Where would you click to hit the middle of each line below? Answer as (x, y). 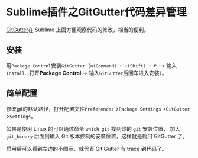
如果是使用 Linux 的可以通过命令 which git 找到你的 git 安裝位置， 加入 (93, 128)
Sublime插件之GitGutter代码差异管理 (97, 12)
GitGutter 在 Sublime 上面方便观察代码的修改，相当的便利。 (78, 30)
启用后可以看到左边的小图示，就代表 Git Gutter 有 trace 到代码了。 (87, 149)
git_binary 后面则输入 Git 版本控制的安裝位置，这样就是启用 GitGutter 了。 (97, 136)
